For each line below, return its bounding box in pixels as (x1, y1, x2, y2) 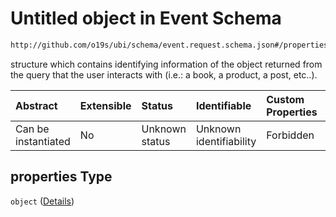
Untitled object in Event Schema (10, 7, 282, 30)
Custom (266, 92, 305, 106)
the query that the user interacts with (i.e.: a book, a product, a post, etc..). (10, 68, 318, 81)
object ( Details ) (10, 195, 75, 207)
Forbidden (266, 128, 315, 142)
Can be (15, 122, 50, 136)
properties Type (10, 168, 113, 186)
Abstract (15, 98, 58, 112)
